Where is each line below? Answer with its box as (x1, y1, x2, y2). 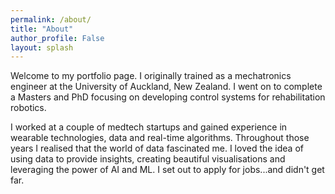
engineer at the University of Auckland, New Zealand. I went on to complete (10, 81, 323, 93)
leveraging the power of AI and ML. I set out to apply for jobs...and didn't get (10, 164, 325, 176)
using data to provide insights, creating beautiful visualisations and (10, 153, 286, 165)
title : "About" (10, 24, 74, 34)
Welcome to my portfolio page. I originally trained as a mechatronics (10, 70, 292, 82)
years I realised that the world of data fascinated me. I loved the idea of (10, 142, 304, 155)
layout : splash (10, 42, 74, 53)
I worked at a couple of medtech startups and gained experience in (10, 121, 288, 133)
